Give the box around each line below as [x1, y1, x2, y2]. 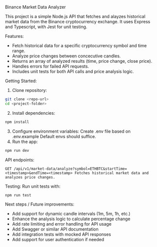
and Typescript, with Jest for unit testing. [5, 24, 87, 30]
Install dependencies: [12, 110, 55, 116]
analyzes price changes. [5, 175, 55, 179]
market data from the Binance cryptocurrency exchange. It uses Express [5, 19, 151, 24]
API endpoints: [5, 157, 35, 162]
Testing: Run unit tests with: [5, 183, 61, 189]
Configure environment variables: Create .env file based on [12, 128, 131, 134]
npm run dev [5, 148, 29, 153]
